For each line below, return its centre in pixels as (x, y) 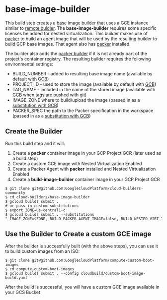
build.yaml (16, 278)
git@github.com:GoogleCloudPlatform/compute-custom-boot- (93, 260)
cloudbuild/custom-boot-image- (113, 273)
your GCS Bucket (23, 292)
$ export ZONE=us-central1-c (35, 210)
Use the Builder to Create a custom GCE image (78, 234)
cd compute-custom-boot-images (42, 269)
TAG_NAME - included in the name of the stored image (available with (84, 89)
